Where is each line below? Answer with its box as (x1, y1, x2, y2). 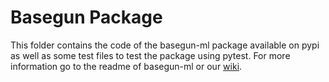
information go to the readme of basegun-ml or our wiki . (10, 60, 243, 72)
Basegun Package (10, 6, 163, 29)
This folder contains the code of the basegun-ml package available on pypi (10, 39, 320, 51)
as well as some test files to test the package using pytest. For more (10, 49, 291, 61)
